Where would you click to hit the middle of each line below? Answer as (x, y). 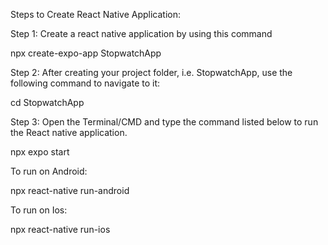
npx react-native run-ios (60, 229)
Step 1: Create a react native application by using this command (141, 33)
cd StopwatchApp (47, 102)
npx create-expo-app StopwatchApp (86, 53)
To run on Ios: (39, 210)
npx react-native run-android (70, 190)
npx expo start (40, 152)
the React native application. (69, 132)
